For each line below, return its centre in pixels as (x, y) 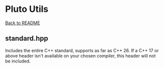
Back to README (23, 23)
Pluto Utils (27, 9)
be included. (18, 61)
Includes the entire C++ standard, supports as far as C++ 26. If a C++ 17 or (82, 50)
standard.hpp (27, 38)
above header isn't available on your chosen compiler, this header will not (81, 56)
